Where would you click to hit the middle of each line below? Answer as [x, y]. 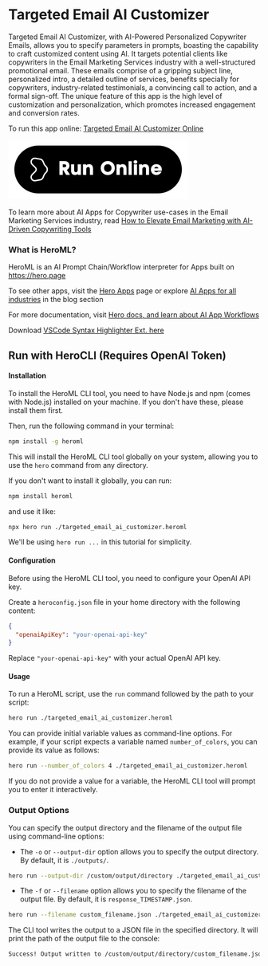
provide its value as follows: [54, 750]
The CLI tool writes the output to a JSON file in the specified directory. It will [133, 930]
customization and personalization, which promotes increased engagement [132, 104]
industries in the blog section [56, 300]
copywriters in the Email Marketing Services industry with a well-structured [132, 62]
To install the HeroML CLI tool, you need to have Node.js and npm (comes [130, 393]
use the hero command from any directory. [79, 465]
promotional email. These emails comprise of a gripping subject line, [120, 70]
